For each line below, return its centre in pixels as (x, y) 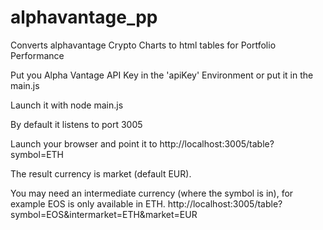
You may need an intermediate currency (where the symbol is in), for (152, 193)
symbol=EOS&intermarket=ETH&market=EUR (104, 214)
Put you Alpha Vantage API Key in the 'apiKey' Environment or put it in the (162, 75)
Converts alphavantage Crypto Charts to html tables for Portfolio (143, 45)
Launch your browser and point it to (84, 143)
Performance (37, 55)
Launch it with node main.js (67, 105)
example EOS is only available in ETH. (88, 203)
